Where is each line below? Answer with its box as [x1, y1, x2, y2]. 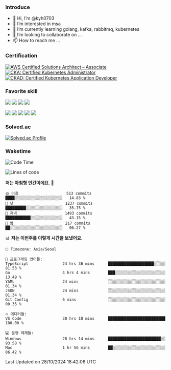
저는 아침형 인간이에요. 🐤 [5, 180, 55, 186]
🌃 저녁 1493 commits [5, 211, 93, 216]
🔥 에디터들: [5, 311, 27, 317]
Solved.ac [5, 123, 31, 130]
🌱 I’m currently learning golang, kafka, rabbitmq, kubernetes [12, 26, 139, 32]
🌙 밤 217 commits [5, 221, 91, 226]
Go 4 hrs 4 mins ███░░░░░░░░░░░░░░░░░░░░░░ [5, 270, 166, 276]
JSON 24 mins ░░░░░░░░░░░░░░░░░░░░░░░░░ [5, 288, 166, 294]
